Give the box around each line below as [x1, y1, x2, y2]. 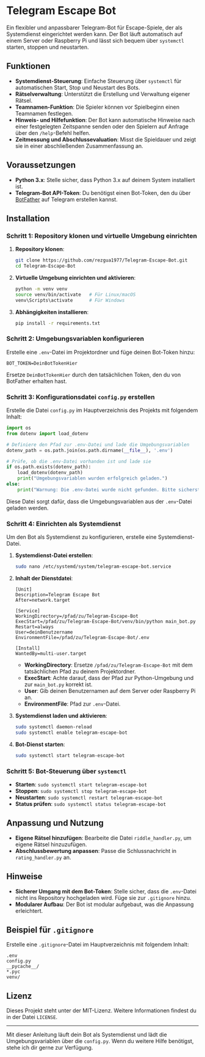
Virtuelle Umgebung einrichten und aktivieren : [15, 274, 136, 281]
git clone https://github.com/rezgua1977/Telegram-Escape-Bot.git [15, 257, 188, 263]
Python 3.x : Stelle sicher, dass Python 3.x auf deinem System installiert [15, 176, 195, 183]
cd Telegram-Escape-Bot [15, 263, 76, 269]
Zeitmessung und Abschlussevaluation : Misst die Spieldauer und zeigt [15, 136, 196, 143]
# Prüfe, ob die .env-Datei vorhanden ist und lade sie [6, 458, 151, 464]
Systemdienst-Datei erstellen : [15, 552, 93, 559]
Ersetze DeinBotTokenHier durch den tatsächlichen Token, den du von [6, 371, 181, 378]
